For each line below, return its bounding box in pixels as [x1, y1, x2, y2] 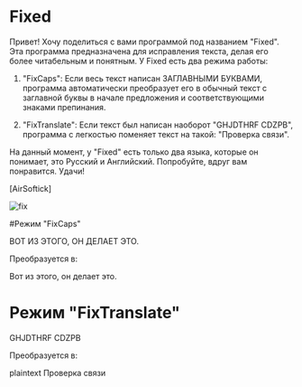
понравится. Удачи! [9, 165, 86, 176]
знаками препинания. [22, 101, 106, 112]
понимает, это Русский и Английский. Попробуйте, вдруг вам [9, 156, 248, 166]
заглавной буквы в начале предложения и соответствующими [22, 92, 264, 103]
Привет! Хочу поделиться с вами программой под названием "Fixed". [9, 36, 279, 47]
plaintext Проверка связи [9, 367, 106, 378]
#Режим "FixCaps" [9, 218, 81, 229]
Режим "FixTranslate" [9, 303, 180, 323]
